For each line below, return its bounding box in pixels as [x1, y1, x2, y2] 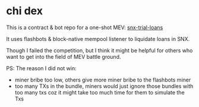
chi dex [6, 4, 43, 18]
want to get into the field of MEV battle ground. [6, 53, 121, 60]
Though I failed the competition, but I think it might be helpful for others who [6, 46, 193, 54]
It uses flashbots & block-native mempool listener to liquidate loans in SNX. [6, 35, 190, 42]
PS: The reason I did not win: [6, 64, 77, 72]
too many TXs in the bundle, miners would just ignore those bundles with [14, 82, 194, 90]
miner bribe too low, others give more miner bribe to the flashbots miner [14, 76, 191, 83]
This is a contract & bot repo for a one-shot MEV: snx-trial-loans [6, 24, 163, 31]
